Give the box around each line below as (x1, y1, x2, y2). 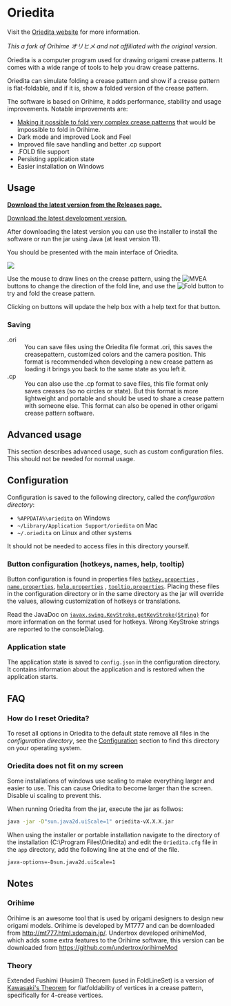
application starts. (7, 673, 59, 681)
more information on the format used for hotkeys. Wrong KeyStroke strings (7, 617, 219, 626)
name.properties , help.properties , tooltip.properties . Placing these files (7, 582, 219, 590)
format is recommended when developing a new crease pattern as (24, 357, 214, 366)
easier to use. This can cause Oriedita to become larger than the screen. (7, 784, 213, 792)
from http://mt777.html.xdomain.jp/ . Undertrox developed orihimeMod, (7, 929, 207, 937)
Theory (7, 960, 32, 970)
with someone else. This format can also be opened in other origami (24, 402, 219, 410)
